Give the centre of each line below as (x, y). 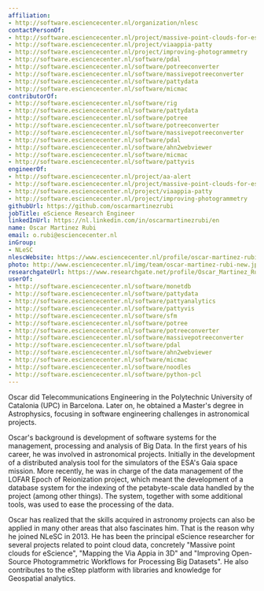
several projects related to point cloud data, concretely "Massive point (122, 545)
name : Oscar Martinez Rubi (52, 228)
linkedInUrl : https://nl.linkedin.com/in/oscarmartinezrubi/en (114, 221)
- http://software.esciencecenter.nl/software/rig (93, 103)
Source (20, 561)
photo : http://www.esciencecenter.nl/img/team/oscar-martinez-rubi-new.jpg (135, 265)
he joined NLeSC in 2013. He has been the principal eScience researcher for (132, 536)
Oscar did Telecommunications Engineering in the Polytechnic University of (130, 397)
